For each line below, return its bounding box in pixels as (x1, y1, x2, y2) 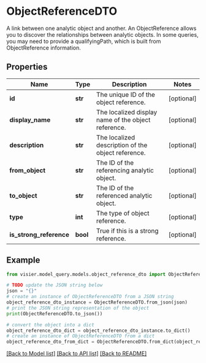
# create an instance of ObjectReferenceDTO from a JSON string (6, 294, 174, 300)
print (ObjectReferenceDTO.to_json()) (6, 310, 103, 316)
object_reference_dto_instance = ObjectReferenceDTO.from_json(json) (6, 299, 188, 305)
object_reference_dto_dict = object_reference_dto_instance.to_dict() (6, 327, 191, 334)
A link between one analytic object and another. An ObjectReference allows (6, 24, 197, 32)
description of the (96, 141, 148, 149)
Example (6, 255, 40, 266)
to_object (9, 191, 38, 200)
